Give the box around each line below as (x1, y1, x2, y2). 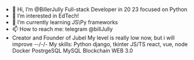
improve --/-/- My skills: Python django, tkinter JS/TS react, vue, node (12, 41, 188, 48)
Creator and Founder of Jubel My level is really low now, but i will (12, 34, 175, 41)
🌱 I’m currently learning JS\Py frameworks (12, 19, 118, 25)
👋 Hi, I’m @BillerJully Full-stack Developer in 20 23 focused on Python (12, 6, 188, 13)
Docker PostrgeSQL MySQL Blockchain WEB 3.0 (12, 47, 133, 54)
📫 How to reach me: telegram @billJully (12, 25, 113, 33)
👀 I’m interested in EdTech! (12, 12, 79, 19)
